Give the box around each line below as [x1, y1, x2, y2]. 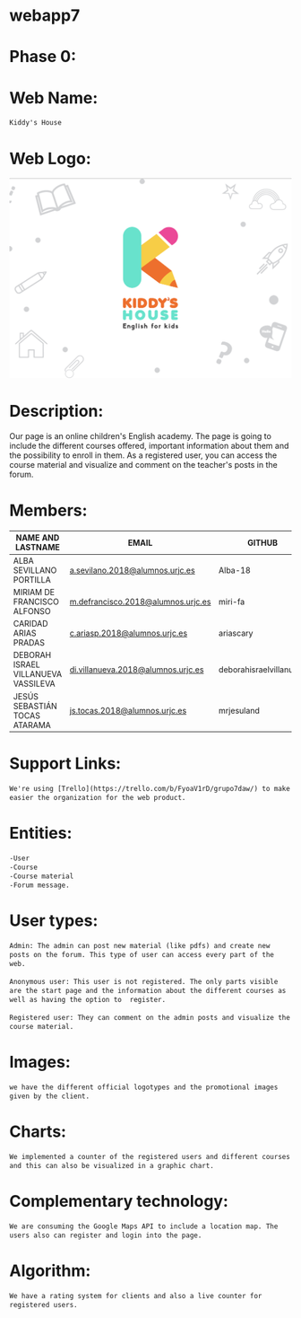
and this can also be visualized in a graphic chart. [9, 1161, 215, 1170]
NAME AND [15, 532, 60, 543]
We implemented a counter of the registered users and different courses [9, 1152, 291, 1161]
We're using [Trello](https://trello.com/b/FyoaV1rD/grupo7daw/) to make [9, 785, 291, 794]
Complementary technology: [9, 1191, 228, 1212]
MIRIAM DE [13, 586, 56, 597]
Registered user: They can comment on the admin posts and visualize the [9, 1014, 291, 1023]
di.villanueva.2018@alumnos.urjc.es [69, 663, 204, 674]
